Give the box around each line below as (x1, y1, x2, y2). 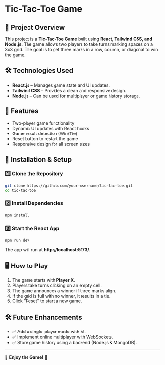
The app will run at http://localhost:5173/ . (5, 247, 91, 253)
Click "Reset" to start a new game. (12, 298, 82, 304)
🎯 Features (5, 107, 39, 115)
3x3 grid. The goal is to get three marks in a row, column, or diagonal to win (5, 47, 158, 52)
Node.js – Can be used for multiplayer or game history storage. (12, 93, 140, 99)
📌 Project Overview (5, 23, 65, 32)
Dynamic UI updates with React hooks (12, 125, 90, 131)
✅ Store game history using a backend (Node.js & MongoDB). (12, 340, 137, 346)
